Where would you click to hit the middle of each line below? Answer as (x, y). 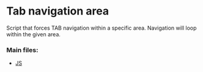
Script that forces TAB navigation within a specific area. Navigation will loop (102, 28)
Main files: (22, 50)
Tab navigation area (57, 11)
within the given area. (34, 34)
